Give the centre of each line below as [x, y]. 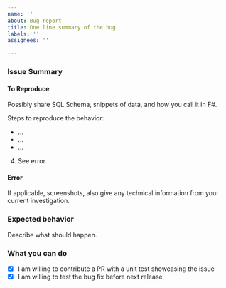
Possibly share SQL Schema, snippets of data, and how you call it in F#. [112, 105]
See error [32, 161]
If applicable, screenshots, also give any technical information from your [113, 193]
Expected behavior [41, 220]
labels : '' [23, 34]
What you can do [37, 253]
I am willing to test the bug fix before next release [90, 277]
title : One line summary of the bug [61, 27]
